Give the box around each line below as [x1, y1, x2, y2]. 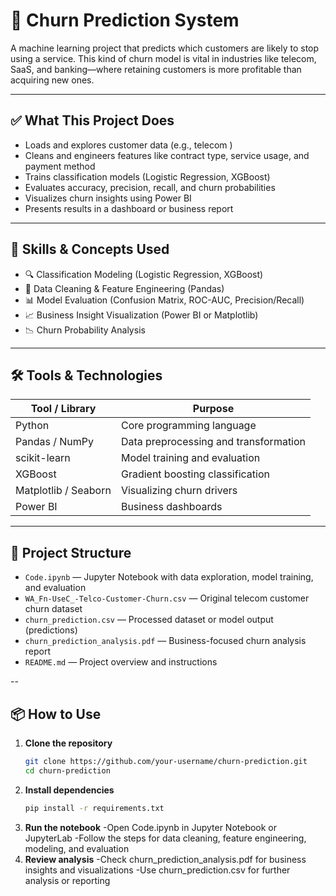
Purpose [192, 402, 235, 416]
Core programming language [120, 419, 257, 433]
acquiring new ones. [10, 74, 95, 86]
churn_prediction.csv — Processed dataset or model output [24, 614, 274, 626]
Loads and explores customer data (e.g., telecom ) [24, 139, 233, 151]
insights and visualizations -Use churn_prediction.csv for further [24, 864, 291, 876]
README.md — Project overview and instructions [24, 656, 218, 668]
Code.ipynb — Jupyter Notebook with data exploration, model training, [24, 571, 314, 583]
